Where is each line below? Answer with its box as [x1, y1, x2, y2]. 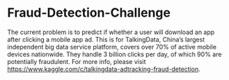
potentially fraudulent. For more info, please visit [7, 57, 146, 65]
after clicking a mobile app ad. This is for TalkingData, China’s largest [7, 35, 205, 43]
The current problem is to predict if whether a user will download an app [7, 28, 215, 36]
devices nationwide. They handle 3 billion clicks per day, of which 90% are [7, 50, 222, 58]
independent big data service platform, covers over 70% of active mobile [7, 42, 217, 51]
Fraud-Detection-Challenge [7, 5, 171, 21]
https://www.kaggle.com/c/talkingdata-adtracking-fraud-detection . [7, 65, 200, 73]
